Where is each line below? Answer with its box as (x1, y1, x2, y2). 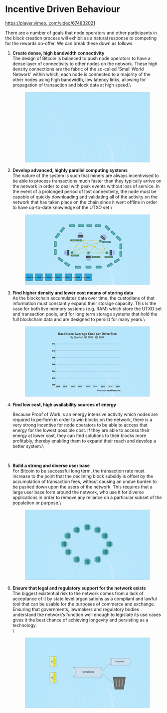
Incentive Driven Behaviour (5, 3, 121, 15)
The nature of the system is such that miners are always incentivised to (12, 172, 159, 178)
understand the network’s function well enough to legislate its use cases (12, 611, 161, 618)
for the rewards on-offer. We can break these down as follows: (5, 40, 134, 46)
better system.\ (12, 443, 44, 449)
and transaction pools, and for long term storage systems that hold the (12, 311, 158, 317)
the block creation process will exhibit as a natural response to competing (5, 35, 157, 41)
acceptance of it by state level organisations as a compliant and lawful (12, 596, 157, 602)
